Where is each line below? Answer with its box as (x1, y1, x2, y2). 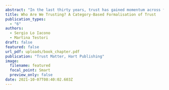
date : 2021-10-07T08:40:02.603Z (5, 77, 73, 82)
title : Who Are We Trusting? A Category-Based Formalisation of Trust (5, 12, 156, 17)
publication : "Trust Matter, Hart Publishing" (5, 53, 105, 59)
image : (5, 58, 19, 63)
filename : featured (10, 63, 51, 68)
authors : (5, 26, 24, 31)
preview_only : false (10, 72, 53, 77)
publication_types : (5, 16, 46, 21)
